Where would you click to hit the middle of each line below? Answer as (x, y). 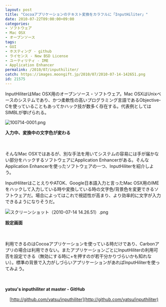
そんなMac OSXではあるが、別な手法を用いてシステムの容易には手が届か (80, 153)
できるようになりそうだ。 (31, 201)
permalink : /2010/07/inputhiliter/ (42, 70)
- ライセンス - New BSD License (37, 56)
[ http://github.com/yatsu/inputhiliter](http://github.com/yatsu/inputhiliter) (84, 299)
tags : (11, 42)
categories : (17, 24)
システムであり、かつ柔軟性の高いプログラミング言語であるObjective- (90, 100)
